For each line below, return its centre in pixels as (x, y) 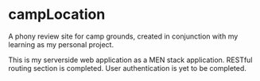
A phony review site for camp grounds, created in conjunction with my (123, 36)
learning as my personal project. (61, 44)
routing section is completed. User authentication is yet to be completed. (127, 68)
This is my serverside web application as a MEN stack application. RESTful (130, 60)
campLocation (57, 15)
